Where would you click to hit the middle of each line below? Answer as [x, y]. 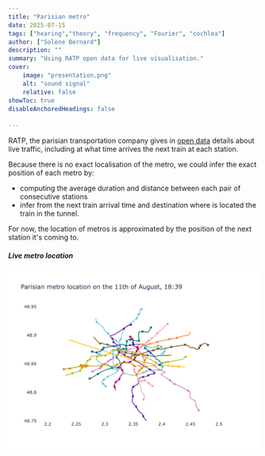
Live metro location [41, 255]
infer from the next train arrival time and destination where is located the [138, 205]
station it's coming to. [44, 237]
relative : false [50, 92]
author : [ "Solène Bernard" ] [55, 42]
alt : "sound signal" [56, 83]
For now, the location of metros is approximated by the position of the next [130, 229]
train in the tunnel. [49, 213]
